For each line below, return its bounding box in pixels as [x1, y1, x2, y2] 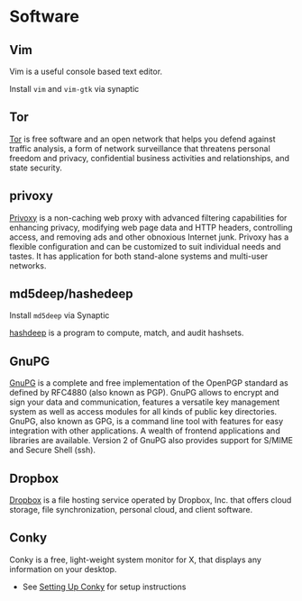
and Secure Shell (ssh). [9, 444, 96, 456]
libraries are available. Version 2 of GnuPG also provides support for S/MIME [9, 435, 294, 446]
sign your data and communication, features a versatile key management [9, 396, 280, 407]
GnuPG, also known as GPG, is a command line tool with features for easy [9, 416, 284, 427]
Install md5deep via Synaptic [9, 310, 110, 321]
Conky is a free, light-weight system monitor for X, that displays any [9, 554, 261, 565]
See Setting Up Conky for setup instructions [22, 581, 187, 592]
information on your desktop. [9, 563, 117, 574]
